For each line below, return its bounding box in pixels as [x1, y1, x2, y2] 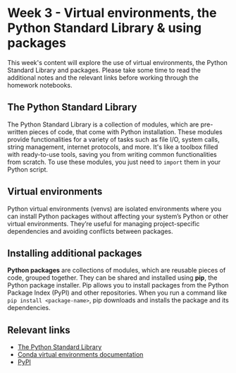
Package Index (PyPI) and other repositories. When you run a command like [7, 288, 228, 297]
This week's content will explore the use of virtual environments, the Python [7, 58, 228, 66]
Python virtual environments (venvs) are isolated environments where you [7, 204, 222, 213]
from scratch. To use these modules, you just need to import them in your [7, 158, 221, 166]
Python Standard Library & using [7, 20, 202, 36]
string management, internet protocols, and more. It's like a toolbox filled [7, 143, 218, 151]
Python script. [7, 165, 48, 174]
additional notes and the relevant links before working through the [7, 73, 199, 82]
